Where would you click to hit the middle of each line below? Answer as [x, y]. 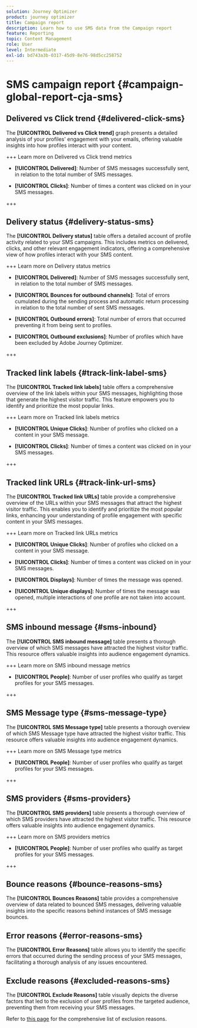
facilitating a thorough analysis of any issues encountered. [77, 962]
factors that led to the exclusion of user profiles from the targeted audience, [98, 1001]
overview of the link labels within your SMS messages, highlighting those [95, 393]
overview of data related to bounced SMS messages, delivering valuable [94, 904]
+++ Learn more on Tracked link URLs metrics [62, 533]
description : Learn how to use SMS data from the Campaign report [89, 28]
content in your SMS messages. [45, 522]
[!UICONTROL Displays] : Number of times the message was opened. [98, 580]
